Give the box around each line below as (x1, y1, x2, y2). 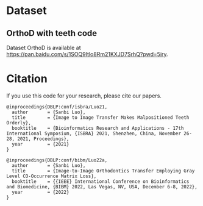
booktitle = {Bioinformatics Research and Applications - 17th (12, 125, 184, 131)
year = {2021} (12, 141, 69, 147)
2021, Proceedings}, (17, 135, 69, 142)
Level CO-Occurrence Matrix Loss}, (6, 173, 97, 179)
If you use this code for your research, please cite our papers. (6, 92, 162, 99)
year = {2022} (12, 189, 69, 195)
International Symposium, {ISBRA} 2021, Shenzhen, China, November (6, 130, 182, 137)
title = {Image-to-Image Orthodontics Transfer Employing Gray (12, 168, 195, 174)
